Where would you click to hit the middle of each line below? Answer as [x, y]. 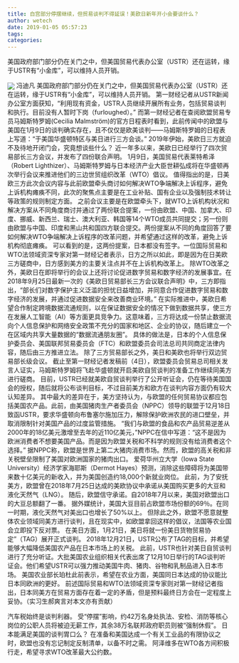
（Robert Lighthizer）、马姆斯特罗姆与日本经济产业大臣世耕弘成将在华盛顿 [115, 166]
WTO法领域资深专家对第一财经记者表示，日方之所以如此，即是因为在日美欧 [118, 255]
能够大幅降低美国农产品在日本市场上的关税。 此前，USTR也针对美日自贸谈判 [119, 548]
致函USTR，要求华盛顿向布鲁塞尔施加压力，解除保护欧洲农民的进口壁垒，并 [118, 415]
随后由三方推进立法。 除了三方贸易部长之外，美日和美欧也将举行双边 [120, 352]
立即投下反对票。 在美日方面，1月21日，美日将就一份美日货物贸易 [109, 530]
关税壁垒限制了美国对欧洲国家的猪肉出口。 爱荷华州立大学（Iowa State [111, 459]
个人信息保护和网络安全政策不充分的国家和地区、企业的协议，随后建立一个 [122, 326]
